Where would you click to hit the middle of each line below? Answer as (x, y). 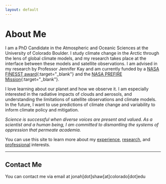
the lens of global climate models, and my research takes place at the (76, 58)
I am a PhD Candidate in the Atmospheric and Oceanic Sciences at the (77, 48)
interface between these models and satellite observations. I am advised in (81, 63)
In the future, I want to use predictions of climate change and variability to (80, 105)
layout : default (22, 10)
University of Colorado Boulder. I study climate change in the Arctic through (82, 53)
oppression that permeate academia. (43, 130)
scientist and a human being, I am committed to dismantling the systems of (82, 124)
